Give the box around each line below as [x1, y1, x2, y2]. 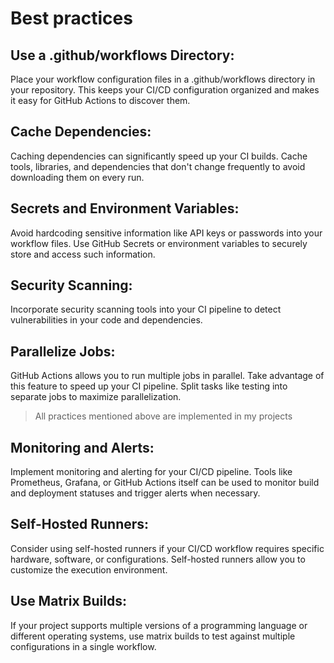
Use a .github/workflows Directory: [10, 47, 235, 64]
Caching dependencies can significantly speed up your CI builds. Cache [10, 150, 308, 162]
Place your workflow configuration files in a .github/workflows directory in [10, 73, 316, 85]
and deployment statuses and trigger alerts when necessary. [10, 487, 261, 499]
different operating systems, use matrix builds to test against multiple [10, 630, 296, 642]
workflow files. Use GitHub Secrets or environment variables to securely [10, 237, 308, 249]
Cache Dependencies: [10, 123, 152, 141]
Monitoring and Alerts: [10, 439, 155, 456]
